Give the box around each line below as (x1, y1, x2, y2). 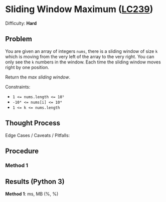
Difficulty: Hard (5, 20, 37, 26)
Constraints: (5, 84, 31, 90)
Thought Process (5, 119, 60, 127)
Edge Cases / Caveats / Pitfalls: (5, 132, 70, 138)
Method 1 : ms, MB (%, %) (5, 190, 59, 197)
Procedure (5, 147, 39, 155)
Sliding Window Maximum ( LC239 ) (5, 4, 153, 15)
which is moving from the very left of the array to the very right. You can (5, 53, 154, 59)
